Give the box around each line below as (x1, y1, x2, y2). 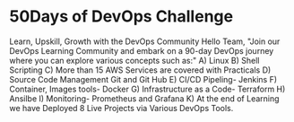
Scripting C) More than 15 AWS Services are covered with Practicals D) (9, 65, 272, 75)
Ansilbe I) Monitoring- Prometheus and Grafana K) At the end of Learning (9, 92, 280, 104)
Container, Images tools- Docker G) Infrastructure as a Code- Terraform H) (9, 83, 286, 94)
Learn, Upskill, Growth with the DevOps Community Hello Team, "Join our (9, 36, 281, 47)
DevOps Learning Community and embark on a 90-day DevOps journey (9, 45, 274, 56)
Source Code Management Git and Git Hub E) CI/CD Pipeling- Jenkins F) (9, 74, 278, 84)
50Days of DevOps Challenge (9, 6, 234, 27)
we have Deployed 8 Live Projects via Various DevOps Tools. (9, 102, 234, 113)
